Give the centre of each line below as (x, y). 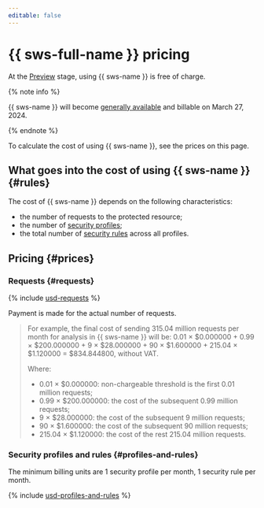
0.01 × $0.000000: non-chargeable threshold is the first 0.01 (137, 384)
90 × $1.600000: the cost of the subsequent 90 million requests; (144, 426)
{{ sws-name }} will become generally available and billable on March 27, (126, 106)
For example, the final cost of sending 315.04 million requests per (133, 328)
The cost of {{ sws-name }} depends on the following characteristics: (121, 202)
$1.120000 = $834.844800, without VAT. (93, 354)
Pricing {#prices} (51, 258)
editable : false (35, 15)
